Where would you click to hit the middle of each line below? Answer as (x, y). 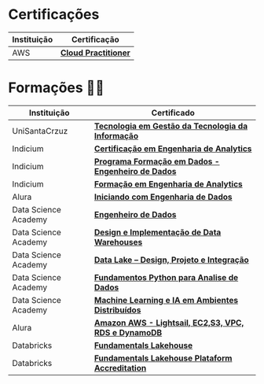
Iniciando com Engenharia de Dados (163, 197)
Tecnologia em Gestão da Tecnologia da (171, 126)
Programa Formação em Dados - (157, 161)
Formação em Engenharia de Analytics (169, 184)
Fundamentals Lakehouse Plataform (163, 358)
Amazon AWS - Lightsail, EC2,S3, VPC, (169, 323)
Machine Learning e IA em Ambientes (166, 300)
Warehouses (118, 242)
